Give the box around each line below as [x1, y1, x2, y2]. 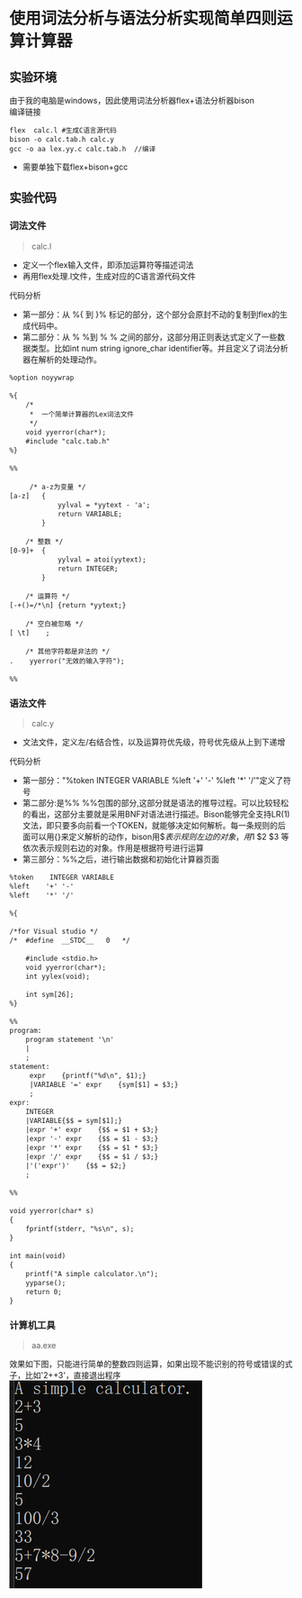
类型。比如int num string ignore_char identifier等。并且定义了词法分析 [30, 342, 289, 353]
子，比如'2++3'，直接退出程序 [9, 1370, 121, 1381]
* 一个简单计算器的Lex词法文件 [29, 409, 135, 419]
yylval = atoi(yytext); [57, 555, 147, 564]
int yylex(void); [25, 972, 91, 981]
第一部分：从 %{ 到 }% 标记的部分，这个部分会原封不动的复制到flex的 [22, 308, 280, 320]
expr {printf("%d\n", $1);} [29, 1071, 147, 1080]
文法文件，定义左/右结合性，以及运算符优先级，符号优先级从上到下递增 [22, 736, 286, 747]
